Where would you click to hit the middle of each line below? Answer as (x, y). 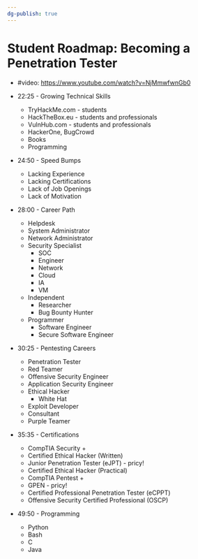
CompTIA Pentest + (56, 478)
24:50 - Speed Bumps (49, 160)
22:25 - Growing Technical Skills (64, 96)
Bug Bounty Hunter (66, 312)
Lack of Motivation (54, 196)
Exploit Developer (53, 406)
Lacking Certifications (59, 181)
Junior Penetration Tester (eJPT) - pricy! (86, 463)
